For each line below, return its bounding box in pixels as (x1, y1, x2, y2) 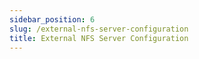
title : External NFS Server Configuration (9, 33, 189, 43)
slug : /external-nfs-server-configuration (9, 24, 189, 34)
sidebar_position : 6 (9, 14, 96, 25)
